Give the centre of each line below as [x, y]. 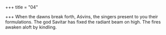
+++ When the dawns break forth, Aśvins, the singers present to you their [82, 17]
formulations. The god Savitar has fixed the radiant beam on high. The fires [83, 22]
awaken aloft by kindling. [31, 27]
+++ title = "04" [22, 7]
